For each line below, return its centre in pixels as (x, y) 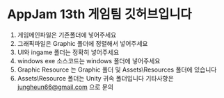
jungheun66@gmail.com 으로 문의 (65, 87)
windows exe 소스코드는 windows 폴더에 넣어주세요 (89, 60)
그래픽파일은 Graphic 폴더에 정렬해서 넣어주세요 (82, 43)
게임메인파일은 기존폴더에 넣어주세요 (67, 35)
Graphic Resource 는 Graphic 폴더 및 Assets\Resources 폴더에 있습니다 (117, 70)
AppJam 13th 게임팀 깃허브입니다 (100, 14)
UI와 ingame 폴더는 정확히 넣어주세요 (68, 52)
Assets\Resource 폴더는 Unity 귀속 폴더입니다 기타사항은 (95, 78)
